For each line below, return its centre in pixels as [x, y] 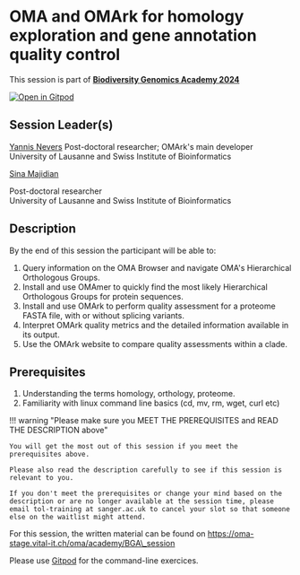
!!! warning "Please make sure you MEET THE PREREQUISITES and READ [144, 421]
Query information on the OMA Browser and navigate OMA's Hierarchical [157, 267]
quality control [65, 55]
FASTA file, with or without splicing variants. [103, 315]
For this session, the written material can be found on [107, 534]
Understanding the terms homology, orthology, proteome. [129, 394]
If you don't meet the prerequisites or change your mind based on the [146, 494]
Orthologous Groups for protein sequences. [103, 296]
